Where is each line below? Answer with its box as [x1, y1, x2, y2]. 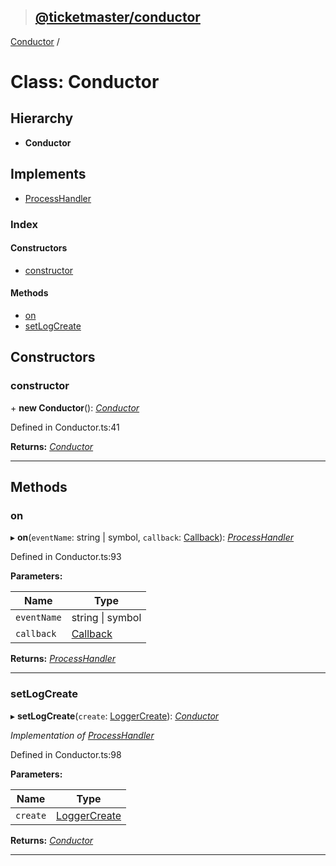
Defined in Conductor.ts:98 [10, 748, 122, 760]
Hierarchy [10, 110, 74, 127]
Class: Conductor [10, 71, 160, 93]
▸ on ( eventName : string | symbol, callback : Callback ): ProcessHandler [10, 531, 295, 544]
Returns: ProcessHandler [10, 653, 116, 665]
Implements [10, 166, 87, 183]
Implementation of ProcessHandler [10, 729, 155, 741]
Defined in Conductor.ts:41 [10, 421, 120, 433]
